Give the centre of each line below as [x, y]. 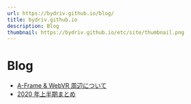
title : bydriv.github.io [42, 20]
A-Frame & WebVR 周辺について [62, 86]
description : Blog [33, 26]
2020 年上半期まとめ [46, 94]
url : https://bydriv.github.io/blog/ [61, 13]
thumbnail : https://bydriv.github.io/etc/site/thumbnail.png [96, 32]
